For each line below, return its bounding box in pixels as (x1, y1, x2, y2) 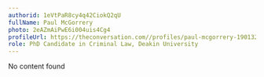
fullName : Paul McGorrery (8, 19, 93, 26)
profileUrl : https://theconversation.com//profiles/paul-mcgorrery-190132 (8, 33, 258, 41)
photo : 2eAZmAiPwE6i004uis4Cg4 (8, 26, 111, 33)
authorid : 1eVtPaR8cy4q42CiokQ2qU (8, 11, 122, 19)
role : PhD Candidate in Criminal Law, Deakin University (8, 40, 199, 48)
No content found (8, 61, 65, 71)
